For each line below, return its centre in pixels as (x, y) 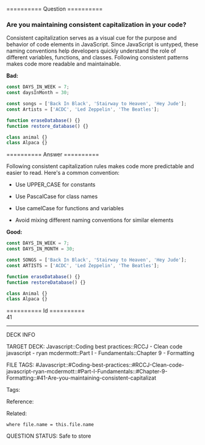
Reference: (20, 402)
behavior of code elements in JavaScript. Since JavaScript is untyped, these (102, 45)
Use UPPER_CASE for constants (55, 185)
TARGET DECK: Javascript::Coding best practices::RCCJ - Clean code (95, 347)
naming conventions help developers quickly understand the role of (91, 51)
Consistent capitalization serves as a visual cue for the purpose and (92, 38)
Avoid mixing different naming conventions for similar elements (94, 220)
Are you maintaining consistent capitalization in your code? (96, 24)
